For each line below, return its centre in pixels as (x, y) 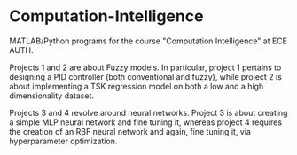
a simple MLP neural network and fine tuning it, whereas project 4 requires (145, 122)
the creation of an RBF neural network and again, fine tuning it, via (130, 131)
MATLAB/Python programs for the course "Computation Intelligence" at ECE (148, 41)
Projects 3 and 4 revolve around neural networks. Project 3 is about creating (148, 112)
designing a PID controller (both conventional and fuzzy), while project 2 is (145, 76)
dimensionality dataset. (52, 96)
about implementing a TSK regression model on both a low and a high (137, 86)
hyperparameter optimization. (63, 141)
